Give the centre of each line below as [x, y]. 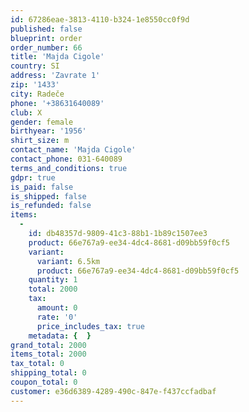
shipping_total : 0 [48, 373]
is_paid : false [42, 187]
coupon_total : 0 [44, 382]
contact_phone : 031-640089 [66, 159]
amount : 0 [57, 308]
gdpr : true [33, 177]
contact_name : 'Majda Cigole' [73, 150]
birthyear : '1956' [48, 131]
